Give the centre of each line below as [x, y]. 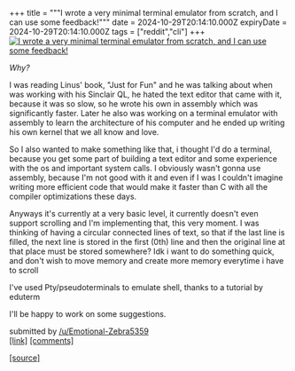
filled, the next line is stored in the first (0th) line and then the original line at [147, 242]
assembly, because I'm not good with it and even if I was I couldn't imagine [146, 178]
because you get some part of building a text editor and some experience [143, 158]
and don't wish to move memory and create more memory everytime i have [147, 260]
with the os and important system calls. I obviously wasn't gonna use [135, 168]
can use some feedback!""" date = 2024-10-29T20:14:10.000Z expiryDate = [148, 22]
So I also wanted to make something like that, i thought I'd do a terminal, [141, 149]
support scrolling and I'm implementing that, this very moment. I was [134, 223]
